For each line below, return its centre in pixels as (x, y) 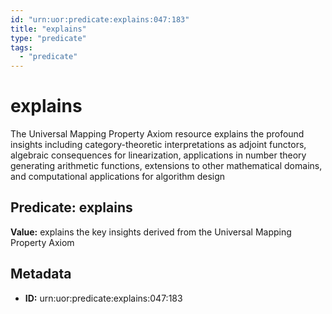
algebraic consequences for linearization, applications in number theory (158, 155)
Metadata (41, 274)
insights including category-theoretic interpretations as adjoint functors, (158, 145)
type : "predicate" (48, 38)
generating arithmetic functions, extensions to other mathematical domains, (166, 166)
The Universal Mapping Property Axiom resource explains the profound (157, 134)
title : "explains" (48, 29)
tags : (21, 47)
